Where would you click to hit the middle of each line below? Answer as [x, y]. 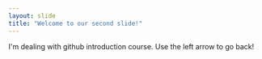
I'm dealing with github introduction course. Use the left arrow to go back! [131, 46]
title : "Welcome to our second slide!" [76, 23]
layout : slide [32, 16]
